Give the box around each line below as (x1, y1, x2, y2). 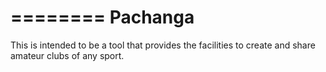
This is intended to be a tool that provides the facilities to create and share (10, 39, 316, 51)
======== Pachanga (10, 6, 195, 29)
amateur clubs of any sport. (10, 49, 125, 61)
